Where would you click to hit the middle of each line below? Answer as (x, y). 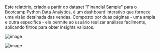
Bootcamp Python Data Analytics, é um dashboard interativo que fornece (78, 12)
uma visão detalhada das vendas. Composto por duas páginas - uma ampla (80, 17)
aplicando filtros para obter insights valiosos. (50, 27)
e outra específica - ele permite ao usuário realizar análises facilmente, (76, 22)
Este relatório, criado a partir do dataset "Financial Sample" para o (71, 7)
